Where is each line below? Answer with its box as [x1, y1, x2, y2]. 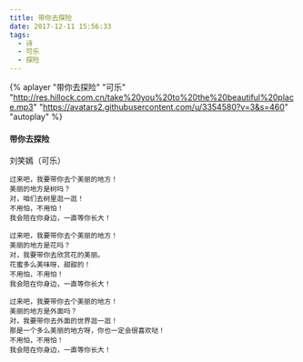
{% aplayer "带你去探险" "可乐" [9, 82, 126, 92]
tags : [9, 30, 30, 39]
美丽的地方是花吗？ [9, 241, 71, 250]
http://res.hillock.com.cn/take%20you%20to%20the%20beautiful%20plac [13, 92, 294, 103]
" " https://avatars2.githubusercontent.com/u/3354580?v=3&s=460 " [33, 102, 289, 112]
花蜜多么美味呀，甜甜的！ [9, 260, 91, 269]
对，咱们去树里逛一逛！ [9, 195, 85, 204]
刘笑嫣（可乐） [9, 156, 66, 166]
